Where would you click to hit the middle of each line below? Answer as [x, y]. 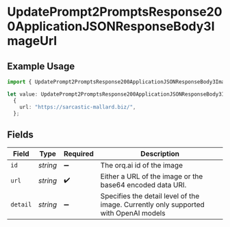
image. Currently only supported [153, 204]
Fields [21, 134]
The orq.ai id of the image [142, 165]
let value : [23, 94]
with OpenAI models [133, 213]
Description [160, 154]
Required [79, 154]
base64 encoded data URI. [143, 185]
